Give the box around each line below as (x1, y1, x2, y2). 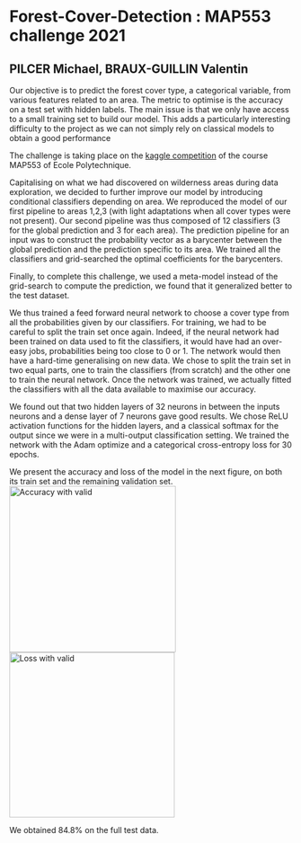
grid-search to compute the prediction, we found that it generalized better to (9, 280, 293, 291)
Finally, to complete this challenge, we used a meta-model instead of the (9, 271, 279, 281)
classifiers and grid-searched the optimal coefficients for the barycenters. (9, 253, 283, 264)
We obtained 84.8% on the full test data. (9, 825, 159, 835)
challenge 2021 (9, 25, 126, 46)
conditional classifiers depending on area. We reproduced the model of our (9, 196, 288, 207)
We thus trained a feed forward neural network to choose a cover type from (9, 307, 290, 318)
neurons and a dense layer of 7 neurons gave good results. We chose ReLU (9, 411, 289, 421)
